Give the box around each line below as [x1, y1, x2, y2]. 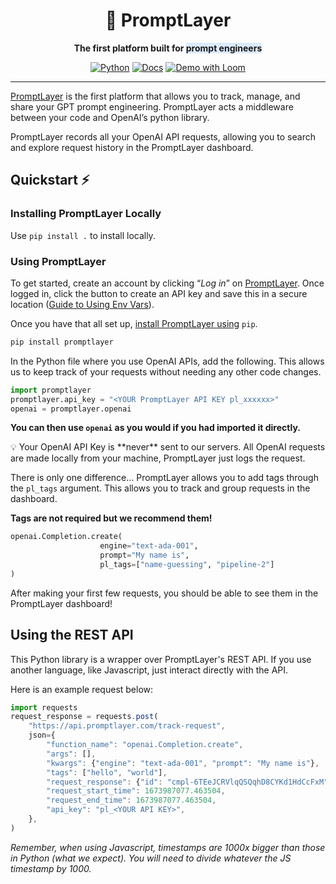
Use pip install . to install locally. [10, 229, 156, 241]
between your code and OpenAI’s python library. [10, 111, 210, 123]
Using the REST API [10, 627, 134, 644]
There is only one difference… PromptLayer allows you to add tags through [10, 472, 319, 484]
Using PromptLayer [10, 254, 107, 268]
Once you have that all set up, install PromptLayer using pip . [10, 317, 258, 329]
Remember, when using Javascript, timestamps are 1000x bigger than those [10, 841, 326, 853]
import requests [10, 702, 78, 713]
